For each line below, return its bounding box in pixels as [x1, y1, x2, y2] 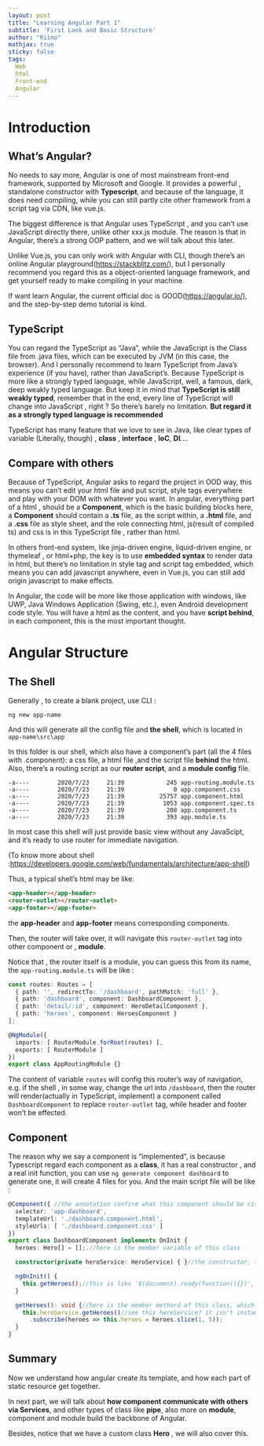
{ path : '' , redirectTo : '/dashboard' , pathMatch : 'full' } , [15, 988, 220, 996]
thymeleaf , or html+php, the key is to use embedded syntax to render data [8, 551, 253, 560]
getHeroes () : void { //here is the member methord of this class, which [15, 1301, 255, 1309]
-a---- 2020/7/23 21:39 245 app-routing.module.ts [8, 779, 255, 787]
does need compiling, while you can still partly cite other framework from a [8, 196, 251, 205]
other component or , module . [8, 941, 106, 951]
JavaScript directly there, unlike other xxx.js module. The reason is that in [8, 227, 246, 237]
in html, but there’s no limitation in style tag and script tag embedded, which [8, 560, 254, 568]
